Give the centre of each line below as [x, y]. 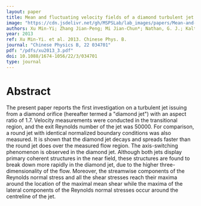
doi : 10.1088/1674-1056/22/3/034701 [52, 56]
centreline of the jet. [31, 196]
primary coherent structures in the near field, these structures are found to [98, 158]
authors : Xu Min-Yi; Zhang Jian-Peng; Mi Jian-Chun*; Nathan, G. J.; [95, 28]
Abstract [28, 91]
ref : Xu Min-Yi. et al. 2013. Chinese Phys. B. [67, 39]
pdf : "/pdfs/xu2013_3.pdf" [40, 51]
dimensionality [24, 171]
